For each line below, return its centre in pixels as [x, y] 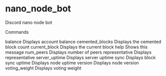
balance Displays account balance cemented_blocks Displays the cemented [83, 41]
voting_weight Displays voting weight [43, 68]
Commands [17, 32]
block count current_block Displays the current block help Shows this [77, 47]
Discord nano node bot [29, 22]
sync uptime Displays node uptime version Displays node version [72, 63]
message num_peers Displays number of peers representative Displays [79, 52]
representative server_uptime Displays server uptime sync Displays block [81, 57]
